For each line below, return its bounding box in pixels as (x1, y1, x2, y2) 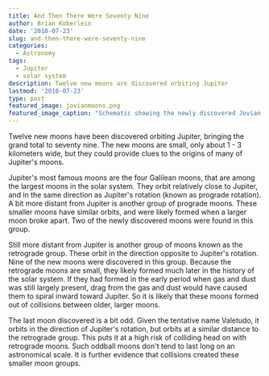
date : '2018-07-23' (8, 27, 74, 35)
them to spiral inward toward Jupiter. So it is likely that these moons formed (8, 291, 259, 301)
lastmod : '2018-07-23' (8, 86, 85, 95)
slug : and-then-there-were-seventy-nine (8, 34, 147, 43)
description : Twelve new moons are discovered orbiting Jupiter (8, 79, 229, 87)
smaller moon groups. (8, 358, 81, 368)
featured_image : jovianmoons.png (8, 102, 121, 110)
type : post (8, 94, 45, 102)
